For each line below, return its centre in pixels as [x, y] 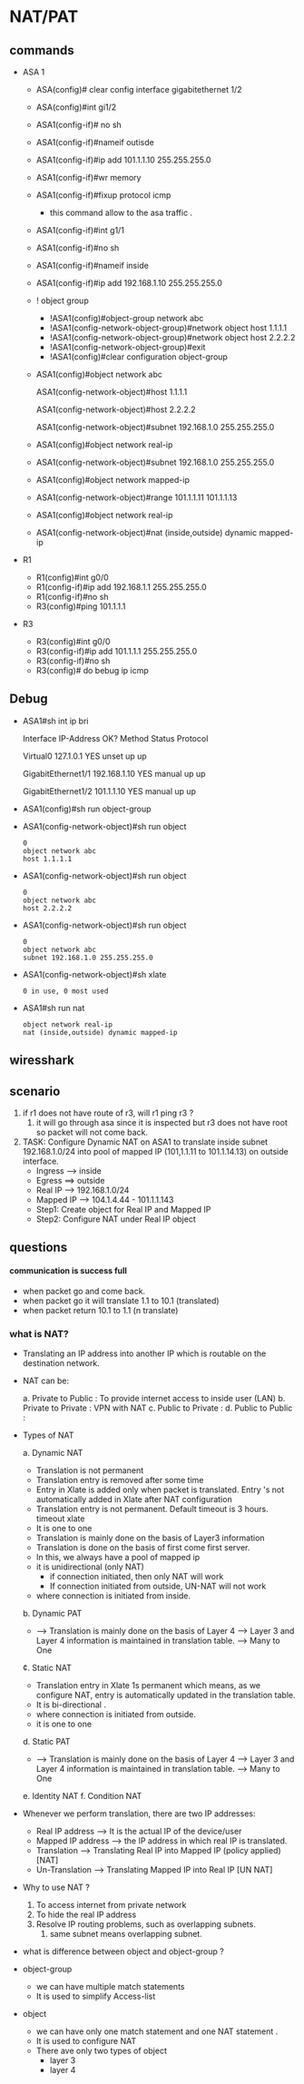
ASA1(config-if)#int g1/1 [80, 230]
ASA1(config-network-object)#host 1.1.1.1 [112, 392]
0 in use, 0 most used [65, 991]
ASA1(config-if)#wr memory [88, 177]
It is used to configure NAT [86, 2040]
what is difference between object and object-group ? [123, 1951]
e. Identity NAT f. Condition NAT [82, 1795]
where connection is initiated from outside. [116, 1714]
